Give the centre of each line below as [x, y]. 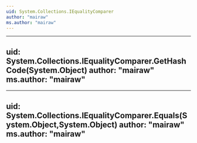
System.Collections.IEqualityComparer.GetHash [96, 61]
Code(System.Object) [47, 70]
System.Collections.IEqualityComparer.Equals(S [97, 115]
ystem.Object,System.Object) [62, 124]
